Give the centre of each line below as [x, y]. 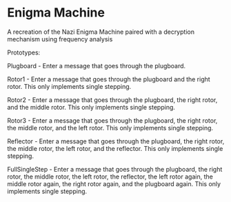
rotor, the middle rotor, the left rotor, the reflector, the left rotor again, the [110, 176]
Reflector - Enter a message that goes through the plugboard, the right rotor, [116, 141]
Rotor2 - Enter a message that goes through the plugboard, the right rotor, [112, 100]
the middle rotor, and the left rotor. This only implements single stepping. [110, 128]
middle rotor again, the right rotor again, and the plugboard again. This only [114, 183]
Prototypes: [24, 52]
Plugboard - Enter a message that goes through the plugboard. [97, 65]
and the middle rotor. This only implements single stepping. [91, 107]
